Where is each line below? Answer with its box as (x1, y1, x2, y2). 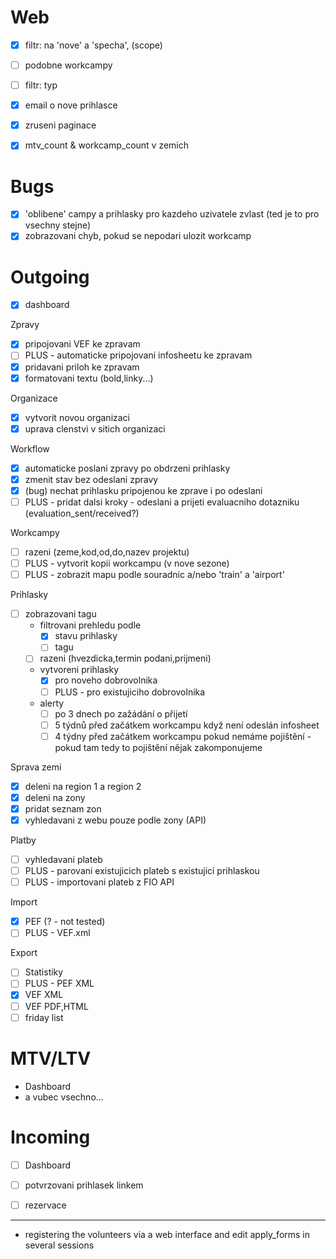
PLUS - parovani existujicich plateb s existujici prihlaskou (24, 865, 260, 877)
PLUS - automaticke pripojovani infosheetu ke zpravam (24, 349, 253, 361)
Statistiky (24, 966, 64, 978)
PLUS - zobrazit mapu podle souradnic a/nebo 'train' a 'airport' (24, 569, 285, 581)
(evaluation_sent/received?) (24, 507, 140, 519)
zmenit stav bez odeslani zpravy (24, 473, 159, 485)
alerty (39, 697, 65, 709)
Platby (10, 834, 37, 846)
